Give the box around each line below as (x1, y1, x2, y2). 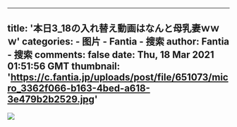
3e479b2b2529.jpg (7, 93, 95, 106)
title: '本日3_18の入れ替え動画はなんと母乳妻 (7, 23, 201, 35)
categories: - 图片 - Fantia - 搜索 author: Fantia (22, 36, 230, 48)
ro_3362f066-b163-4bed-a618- (7, 83, 150, 95)
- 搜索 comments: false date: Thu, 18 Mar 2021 (7, 49, 214, 61)
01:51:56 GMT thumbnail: (7, 61, 121, 73)
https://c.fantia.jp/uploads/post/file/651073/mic (10, 71, 229, 83)
